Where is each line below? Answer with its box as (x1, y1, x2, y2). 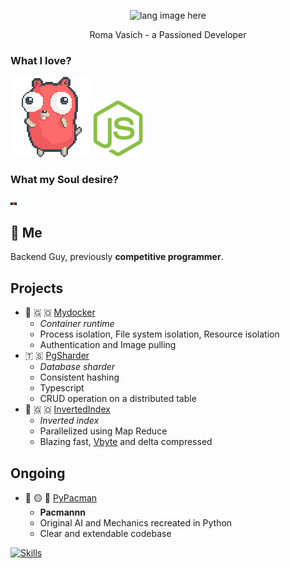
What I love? (10, 53, 72, 67)
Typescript (39, 382, 85, 394)
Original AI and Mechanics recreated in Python (39, 517, 233, 529)
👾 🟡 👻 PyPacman (24, 492, 98, 504)
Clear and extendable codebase (39, 528, 172, 540)
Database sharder (39, 361, 116, 373)
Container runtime (39, 318, 115, 330)
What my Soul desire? (10, 173, 119, 187)
